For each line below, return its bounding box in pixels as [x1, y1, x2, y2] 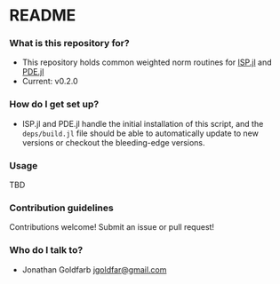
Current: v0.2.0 [21, 76, 78, 87]
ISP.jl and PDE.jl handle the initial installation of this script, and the [21, 118, 264, 129]
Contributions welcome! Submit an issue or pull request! [9, 222, 215, 233]
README [9, 5, 76, 26]
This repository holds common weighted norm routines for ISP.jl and [21, 57, 272, 67]
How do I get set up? [9, 99, 100, 111]
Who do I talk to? [9, 244, 84, 256]
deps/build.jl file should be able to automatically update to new [21, 128, 260, 138]
